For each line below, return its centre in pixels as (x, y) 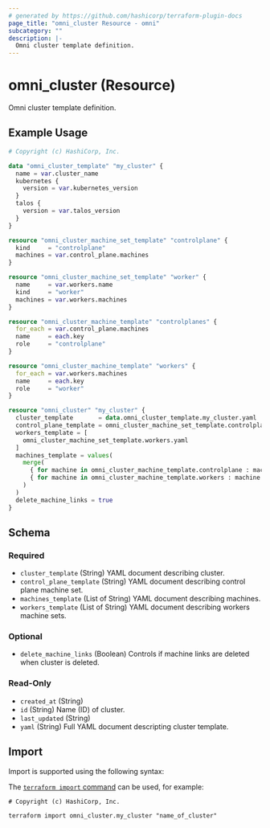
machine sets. (43, 616)
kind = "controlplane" (61, 248)
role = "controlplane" (61, 344)
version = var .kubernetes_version (80, 189)
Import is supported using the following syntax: (86, 771)
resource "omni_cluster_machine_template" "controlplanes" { (113, 322)
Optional (25, 637)
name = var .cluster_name (57, 174)
